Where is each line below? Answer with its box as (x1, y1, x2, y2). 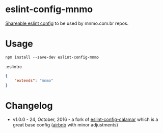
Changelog (5, 100, 53, 111)
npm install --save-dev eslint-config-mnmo (5, 55, 99, 60)
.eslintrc (5, 63, 22, 69)
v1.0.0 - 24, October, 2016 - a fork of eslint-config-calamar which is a (12, 116, 158, 122)
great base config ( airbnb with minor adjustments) (12, 122, 119, 128)
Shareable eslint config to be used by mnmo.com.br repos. (5, 20, 129, 26)
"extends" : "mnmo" (14, 78, 53, 83)
